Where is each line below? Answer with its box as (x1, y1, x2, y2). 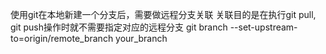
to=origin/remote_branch (10, 33, 114, 44)
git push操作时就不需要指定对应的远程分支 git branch (10, 21, 228, 33)
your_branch (115, 33, 168, 44)
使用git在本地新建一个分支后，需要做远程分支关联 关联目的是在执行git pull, (10, 9, 317, 20)
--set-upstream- (229, 21, 298, 33)
